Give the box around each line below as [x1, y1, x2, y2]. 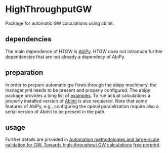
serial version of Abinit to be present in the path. [5, 109, 106, 115]
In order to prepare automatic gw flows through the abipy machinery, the [5, 82, 157, 88]
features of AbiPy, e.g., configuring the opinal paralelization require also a [5, 103, 159, 109]
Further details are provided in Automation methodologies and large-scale [5, 136, 159, 142]
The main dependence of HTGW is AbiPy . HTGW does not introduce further [5, 48, 163, 54]
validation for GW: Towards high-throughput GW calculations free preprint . [5, 142, 161, 148]
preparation [5, 68, 44, 77]
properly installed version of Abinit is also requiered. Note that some [5, 97, 148, 104]
